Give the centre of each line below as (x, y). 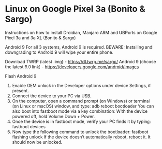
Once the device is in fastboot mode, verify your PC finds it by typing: (81, 121)
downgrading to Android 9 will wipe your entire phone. (59, 52)
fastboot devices (29, 126)
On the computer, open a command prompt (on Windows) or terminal (81, 101)
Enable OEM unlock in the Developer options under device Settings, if (81, 85)
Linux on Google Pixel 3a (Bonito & (75, 9)
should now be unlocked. (37, 142)
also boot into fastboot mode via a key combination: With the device (80, 111)
